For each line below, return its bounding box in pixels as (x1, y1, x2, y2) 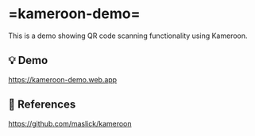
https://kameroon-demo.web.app (8, 74, 118, 84)
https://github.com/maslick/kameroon (8, 119, 133, 128)
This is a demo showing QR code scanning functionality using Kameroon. (8, 31, 248, 40)
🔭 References (8, 98, 76, 111)
